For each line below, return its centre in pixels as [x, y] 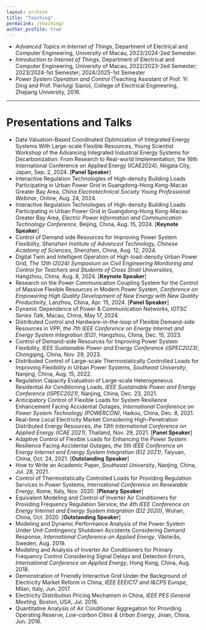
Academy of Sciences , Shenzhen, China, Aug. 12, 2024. [86, 250]
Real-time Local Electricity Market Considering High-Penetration [96, 420]
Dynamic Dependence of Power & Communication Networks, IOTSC [101, 309]
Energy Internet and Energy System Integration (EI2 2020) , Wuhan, [100, 511]
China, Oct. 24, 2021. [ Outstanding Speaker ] [72, 459]
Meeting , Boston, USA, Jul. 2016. [57, 602]
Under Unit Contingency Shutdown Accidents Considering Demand [100, 530]
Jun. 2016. [28, 621]
